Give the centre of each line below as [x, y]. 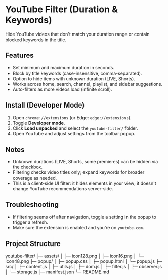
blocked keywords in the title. [36, 40]
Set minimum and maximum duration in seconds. [64, 67]
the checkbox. [28, 167]
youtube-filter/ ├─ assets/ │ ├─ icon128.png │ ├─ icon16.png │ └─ [75, 256]
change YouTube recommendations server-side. [63, 189]
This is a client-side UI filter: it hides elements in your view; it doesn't [85, 183]
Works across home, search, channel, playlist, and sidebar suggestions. [88, 84]
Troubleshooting [32, 205]
